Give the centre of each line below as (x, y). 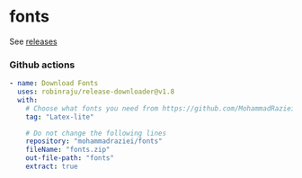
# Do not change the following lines (96, 133)
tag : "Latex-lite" (60, 117)
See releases (33, 41)
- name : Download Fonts (54, 84)
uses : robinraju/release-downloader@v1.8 (96, 92)
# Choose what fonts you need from (92, 108)
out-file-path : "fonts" (70, 158)
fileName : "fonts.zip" (68, 150)
